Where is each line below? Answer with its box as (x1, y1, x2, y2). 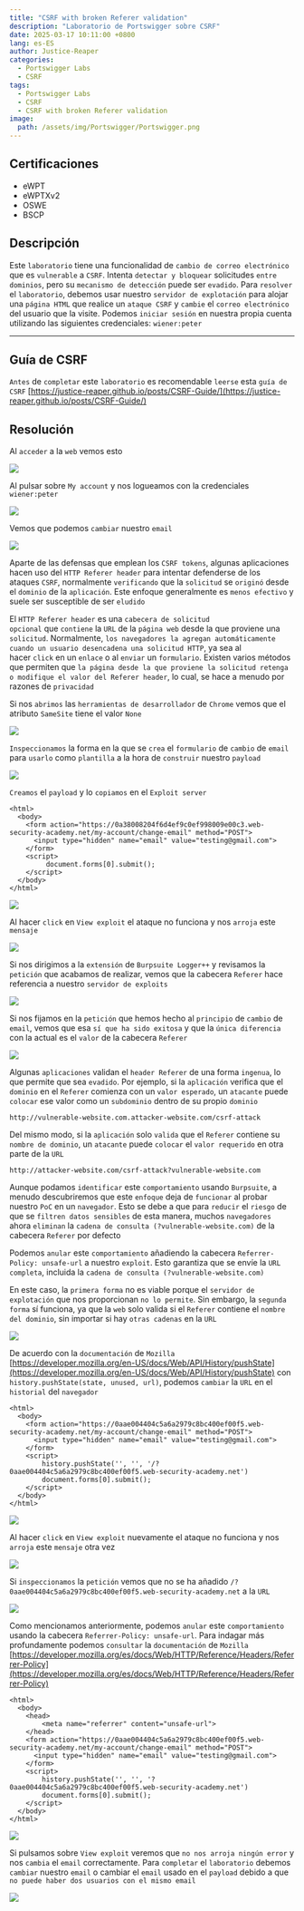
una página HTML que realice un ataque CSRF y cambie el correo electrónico (9, 298, 290, 309)
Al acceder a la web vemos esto (9, 446, 123, 457)
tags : (9, 81, 30, 90)
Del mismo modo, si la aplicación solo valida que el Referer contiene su (9, 1130, 280, 1140)
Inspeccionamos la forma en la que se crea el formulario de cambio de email (9, 742, 290, 753)
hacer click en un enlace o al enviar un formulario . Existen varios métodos (9, 652, 291, 663)
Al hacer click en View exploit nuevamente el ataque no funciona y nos (9, 1532, 280, 1543)
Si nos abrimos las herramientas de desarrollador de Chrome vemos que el (9, 699, 287, 710)
